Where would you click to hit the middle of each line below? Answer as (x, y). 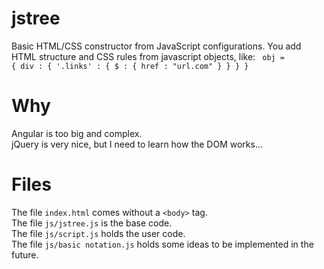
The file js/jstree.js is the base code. (92, 223)
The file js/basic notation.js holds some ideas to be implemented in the (162, 244)
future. (25, 254)
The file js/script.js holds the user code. (98, 233)
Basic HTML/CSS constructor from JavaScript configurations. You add (156, 46)
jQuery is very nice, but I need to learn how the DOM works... (137, 144)
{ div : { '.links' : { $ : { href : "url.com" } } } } (130, 66)
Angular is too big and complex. (77, 133)
